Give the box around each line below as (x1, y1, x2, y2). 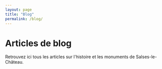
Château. (5, 59, 24, 65)
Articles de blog (5, 37, 72, 49)
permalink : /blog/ (5, 16, 43, 21)
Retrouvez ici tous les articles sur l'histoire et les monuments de (5, 54, 135, 60)
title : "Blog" (5, 12, 35, 17)
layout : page (5, 7, 32, 12)
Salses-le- (135, 54, 157, 60)
